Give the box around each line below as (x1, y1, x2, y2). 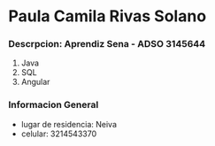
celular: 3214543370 (20, 128, 97, 139)
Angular (20, 77, 50, 88)
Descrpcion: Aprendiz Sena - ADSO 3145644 (8, 38, 206, 50)
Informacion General (8, 99, 99, 111)
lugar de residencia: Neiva (20, 119, 117, 129)
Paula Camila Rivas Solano (8, 6, 207, 27)
